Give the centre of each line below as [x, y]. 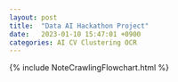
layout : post [33, 17]
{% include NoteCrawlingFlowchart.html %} [89, 68]
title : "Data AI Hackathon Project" [79, 26]
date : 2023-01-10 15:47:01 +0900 [75, 34]
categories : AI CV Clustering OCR [73, 42]
